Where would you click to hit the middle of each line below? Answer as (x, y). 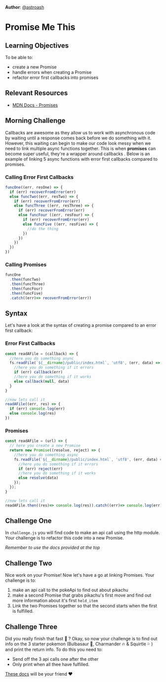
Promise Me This (40, 27)
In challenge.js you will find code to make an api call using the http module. (83, 533)
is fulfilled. (23, 611)
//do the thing (42, 229)
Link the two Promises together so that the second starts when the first (84, 606)
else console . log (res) (33, 414)
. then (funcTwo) (25, 280)
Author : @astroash (25, 7)
